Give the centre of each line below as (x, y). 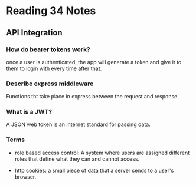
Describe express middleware (50, 84)
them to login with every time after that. (54, 68)
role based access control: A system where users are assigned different (102, 153)
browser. (25, 176)
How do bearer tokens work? (48, 49)
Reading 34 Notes (51, 11)
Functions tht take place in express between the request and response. (92, 97)
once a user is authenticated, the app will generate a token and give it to (94, 62)
